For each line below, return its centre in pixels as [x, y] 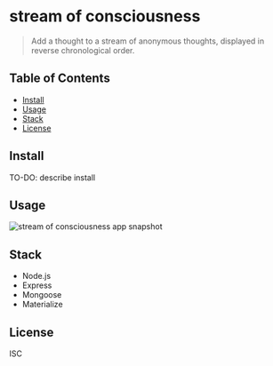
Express [37, 285]
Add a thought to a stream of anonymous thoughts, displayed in [148, 41]
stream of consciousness [105, 16]
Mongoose [42, 295]
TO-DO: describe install [52, 177]
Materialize [43, 305]
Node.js [36, 276]
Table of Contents [60, 79]
